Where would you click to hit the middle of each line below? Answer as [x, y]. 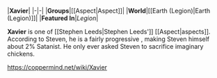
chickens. [21, 54]
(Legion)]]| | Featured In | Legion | [53, 18]
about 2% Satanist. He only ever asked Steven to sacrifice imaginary [105, 46]
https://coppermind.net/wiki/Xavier [57, 67]
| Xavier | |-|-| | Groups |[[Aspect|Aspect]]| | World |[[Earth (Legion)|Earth [109, 11]
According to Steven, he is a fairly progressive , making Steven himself [108, 39]
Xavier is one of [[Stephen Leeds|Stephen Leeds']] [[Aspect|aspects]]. [109, 32]
